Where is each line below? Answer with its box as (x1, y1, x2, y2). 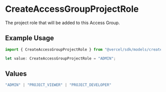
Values (5, 69, 27, 78)
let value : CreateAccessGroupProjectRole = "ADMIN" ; (5, 56, 116, 61)
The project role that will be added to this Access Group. (5, 20, 120, 26)
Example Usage (5, 34, 54, 42)
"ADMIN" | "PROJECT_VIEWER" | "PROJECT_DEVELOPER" (5, 83, 112, 88)
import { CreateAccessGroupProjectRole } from (5, 47, 103, 52)
